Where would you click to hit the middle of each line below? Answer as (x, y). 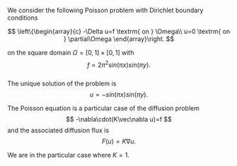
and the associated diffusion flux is (58, 130)
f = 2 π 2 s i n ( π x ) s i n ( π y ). (119, 64)
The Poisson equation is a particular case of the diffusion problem (103, 108)
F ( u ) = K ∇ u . (119, 141)
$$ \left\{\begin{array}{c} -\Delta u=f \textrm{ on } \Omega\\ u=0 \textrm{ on (119, 31)
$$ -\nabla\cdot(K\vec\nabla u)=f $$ (119, 119)
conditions (23, 18)
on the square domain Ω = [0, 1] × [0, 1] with (71, 53)
